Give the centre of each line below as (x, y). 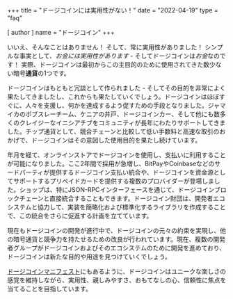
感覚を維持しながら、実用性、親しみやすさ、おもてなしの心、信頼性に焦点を (117, 280)
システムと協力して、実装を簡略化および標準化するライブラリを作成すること (116, 207)
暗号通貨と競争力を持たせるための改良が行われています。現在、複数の (113, 239)
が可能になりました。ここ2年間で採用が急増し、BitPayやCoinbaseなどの (111, 163)
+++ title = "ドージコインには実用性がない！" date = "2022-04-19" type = (113, 10)
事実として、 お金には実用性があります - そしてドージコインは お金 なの (120, 56)
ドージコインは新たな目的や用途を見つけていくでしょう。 (89, 257)
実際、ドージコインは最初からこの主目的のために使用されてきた (112, 64)
